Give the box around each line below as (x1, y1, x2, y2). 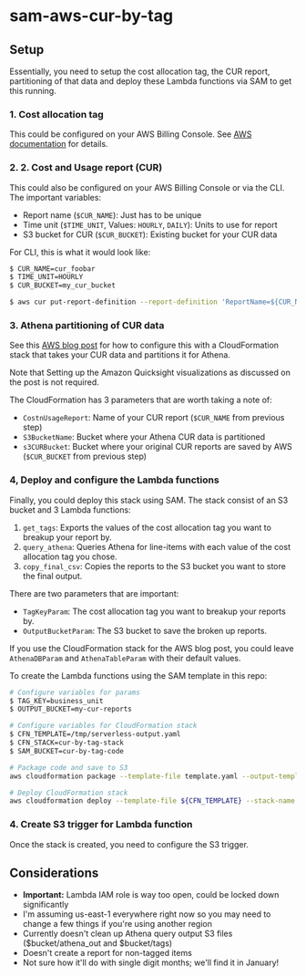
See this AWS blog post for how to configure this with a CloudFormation (9, 339, 280, 351)
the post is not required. (9, 377, 99, 388)
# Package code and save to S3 (9, 763, 128, 772)
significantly (22, 899, 69, 910)
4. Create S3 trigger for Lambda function (9, 818, 193, 831)
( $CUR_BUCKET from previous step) (22, 451, 148, 462)
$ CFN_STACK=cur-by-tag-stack (9, 738, 125, 748)
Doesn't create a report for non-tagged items (22, 948, 193, 959)
